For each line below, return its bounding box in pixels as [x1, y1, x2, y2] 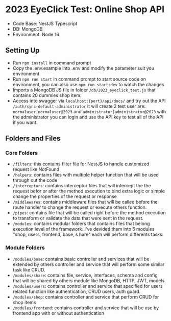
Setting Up [5, 46, 40, 55]
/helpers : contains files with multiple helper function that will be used [12, 172, 159, 178]
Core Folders [5, 150, 38, 157]
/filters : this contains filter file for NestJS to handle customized [12, 161, 150, 167]
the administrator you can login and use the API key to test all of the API [12, 114, 164, 120]
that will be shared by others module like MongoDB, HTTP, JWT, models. [12, 277, 166, 284]
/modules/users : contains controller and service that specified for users [12, 283, 163, 289]
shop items [12, 299, 37, 305]
